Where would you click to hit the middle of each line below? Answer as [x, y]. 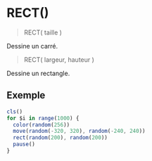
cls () [14, 111]
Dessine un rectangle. [38, 73]
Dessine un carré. [32, 46]
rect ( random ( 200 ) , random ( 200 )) [61, 138]
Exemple [26, 95]
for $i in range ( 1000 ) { [43, 118]
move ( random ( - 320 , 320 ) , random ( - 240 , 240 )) [79, 131]
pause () [24, 144]
